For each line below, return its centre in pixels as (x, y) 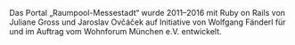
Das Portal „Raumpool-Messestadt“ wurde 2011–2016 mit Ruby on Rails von (147, 13)
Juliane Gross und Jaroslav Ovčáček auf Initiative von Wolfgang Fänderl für (148, 22)
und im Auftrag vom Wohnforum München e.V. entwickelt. (115, 31)
